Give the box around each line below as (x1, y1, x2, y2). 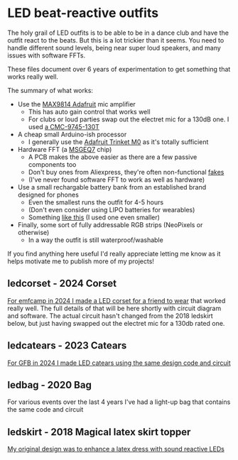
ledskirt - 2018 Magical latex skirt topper (7, 426, 191, 438)
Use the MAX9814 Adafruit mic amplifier (17, 99, 136, 108)
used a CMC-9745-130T (28, 122, 99, 131)
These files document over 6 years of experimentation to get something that (7, 65, 231, 73)
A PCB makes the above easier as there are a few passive (28, 153, 198, 161)
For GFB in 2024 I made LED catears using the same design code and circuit (7, 358, 231, 367)
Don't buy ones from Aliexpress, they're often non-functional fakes (28, 168, 225, 176)
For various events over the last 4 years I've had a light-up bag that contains (7, 398, 231, 406)
